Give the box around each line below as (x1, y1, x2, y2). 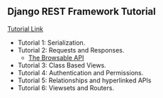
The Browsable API (28, 53, 84, 62)
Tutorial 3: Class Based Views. (17, 60, 106, 70)
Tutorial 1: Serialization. (17, 38, 86, 47)
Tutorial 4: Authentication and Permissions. (17, 68, 144, 77)
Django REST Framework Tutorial (7, 6, 156, 18)
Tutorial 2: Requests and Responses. (17, 45, 125, 54)
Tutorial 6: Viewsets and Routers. (17, 83, 115, 92)
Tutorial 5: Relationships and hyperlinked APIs (17, 76, 152, 85)
